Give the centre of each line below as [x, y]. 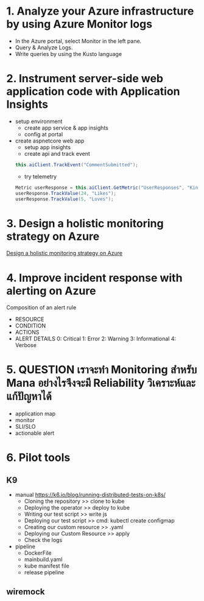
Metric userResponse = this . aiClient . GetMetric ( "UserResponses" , [100, 188]
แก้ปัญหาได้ [29, 396]
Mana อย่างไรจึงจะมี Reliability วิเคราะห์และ [101, 383]
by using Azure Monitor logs [79, 24]
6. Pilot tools [38, 458]
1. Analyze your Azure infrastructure [100, 11]
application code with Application [93, 92]
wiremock [26, 592]
